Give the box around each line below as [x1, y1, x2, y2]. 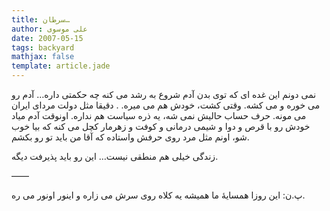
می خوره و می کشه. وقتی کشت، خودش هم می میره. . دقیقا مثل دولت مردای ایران [11, 99, 321, 111]
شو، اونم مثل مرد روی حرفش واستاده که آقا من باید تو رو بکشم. [11, 131, 250, 143]
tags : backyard [11, 42, 75, 53]
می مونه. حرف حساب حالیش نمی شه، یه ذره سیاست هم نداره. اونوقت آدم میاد [11, 110, 307, 121]
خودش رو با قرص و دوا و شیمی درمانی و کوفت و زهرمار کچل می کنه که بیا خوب [11, 121, 311, 132]
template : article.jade [11, 61, 111, 71]
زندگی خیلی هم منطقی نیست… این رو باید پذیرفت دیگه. [11, 151, 219, 162]
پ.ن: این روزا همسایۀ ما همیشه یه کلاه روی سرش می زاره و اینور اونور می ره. [11, 189, 306, 201]
